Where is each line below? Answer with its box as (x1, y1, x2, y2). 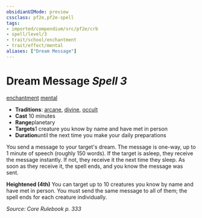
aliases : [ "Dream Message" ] (6, 48, 77, 54)
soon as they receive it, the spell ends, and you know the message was (6, 162, 183, 170)
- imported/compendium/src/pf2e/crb (6, 25, 98, 32)
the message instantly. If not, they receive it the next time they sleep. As (6, 156, 185, 163)
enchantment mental (6, 94, 58, 101)
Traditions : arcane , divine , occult (14, 106, 98, 113)
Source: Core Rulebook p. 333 (6, 205, 81, 212)
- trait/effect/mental (6, 43, 63, 49)
